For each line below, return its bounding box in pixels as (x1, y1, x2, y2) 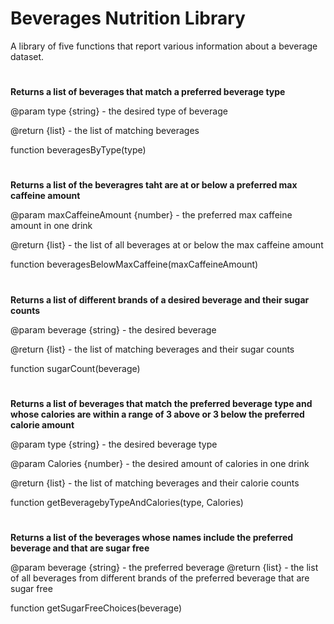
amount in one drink (10, 220, 93, 232)
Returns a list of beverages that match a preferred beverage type (10, 86, 286, 98)
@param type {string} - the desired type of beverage (10, 105, 228, 117)
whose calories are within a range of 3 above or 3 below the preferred (10, 408, 305, 420)
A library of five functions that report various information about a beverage (10, 40, 318, 52)
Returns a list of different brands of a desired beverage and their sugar (10, 293, 310, 306)
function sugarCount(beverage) (10, 362, 141, 374)
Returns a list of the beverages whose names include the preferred (10, 531, 294, 543)
